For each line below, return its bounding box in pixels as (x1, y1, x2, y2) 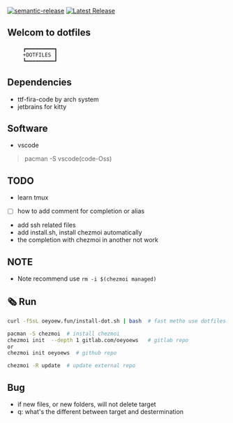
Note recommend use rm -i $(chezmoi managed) (17, 274, 157, 283)
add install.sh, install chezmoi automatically (17, 228, 142, 237)
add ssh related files (17, 221, 76, 230)
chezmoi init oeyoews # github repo (7, 350, 117, 357)
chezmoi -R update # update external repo (7, 362, 136, 369)
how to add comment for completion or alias (17, 207, 145, 216)
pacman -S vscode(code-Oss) (24, 154, 112, 163)
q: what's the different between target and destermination (17, 408, 183, 415)
